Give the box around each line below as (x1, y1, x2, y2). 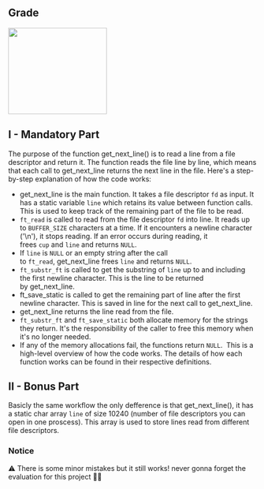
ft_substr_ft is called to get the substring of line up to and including (19, 264, 246, 274)
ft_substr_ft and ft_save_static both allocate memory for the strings (19, 315, 248, 324)
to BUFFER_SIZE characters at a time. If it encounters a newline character (19, 222, 253, 232)
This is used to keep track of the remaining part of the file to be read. (19, 206, 244, 215)
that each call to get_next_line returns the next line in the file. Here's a (8, 166, 235, 175)
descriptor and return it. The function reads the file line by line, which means (8, 157, 257, 166)
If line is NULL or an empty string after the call (19, 248, 168, 257)
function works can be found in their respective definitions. (19, 356, 212, 366)
